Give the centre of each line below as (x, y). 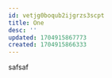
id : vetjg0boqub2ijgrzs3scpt (56, 15)
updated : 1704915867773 (48, 37)
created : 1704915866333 (48, 45)
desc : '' (23, 30)
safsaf (19, 67)
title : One (26, 23)
